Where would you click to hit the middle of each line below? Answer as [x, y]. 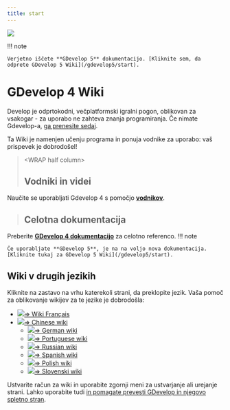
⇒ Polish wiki [53, 363]
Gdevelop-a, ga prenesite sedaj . [53, 125]
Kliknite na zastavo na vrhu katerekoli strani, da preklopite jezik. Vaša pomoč [115, 293]
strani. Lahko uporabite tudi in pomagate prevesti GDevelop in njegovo [106, 392]
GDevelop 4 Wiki [56, 92]
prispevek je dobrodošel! [42, 146]
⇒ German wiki [56, 330]
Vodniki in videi [57, 181]
